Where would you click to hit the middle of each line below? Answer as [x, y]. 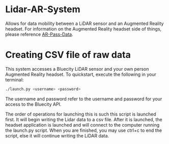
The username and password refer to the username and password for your [84, 99]
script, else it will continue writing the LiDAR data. [57, 135]
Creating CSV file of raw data [68, 55]
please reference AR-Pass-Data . [39, 34]
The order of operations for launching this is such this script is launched [81, 114]
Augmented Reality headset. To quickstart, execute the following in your [81, 74]
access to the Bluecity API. [33, 104]
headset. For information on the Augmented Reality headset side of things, [83, 28]
